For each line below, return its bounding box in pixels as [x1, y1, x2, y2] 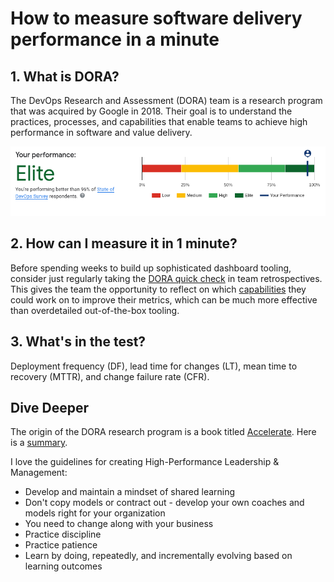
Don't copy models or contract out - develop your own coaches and [24, 497, 305, 509]
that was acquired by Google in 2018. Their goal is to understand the [10, 105, 293, 117]
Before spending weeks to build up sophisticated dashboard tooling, [10, 262, 292, 274]
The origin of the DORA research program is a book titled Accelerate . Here [10, 426, 317, 438]
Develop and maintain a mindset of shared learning [24, 486, 236, 498]
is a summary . [10, 437, 68, 449]
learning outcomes [24, 560, 103, 572]
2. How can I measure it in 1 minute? [10, 235, 238, 252]
